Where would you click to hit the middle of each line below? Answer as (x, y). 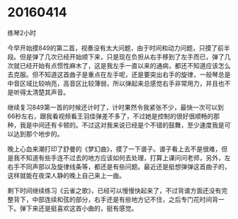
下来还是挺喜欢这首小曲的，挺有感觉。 (82, 208)
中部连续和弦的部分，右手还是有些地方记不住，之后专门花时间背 (125, 199)
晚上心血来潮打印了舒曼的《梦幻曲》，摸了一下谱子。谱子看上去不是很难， (114, 149)
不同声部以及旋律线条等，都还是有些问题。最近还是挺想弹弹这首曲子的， (125, 167)
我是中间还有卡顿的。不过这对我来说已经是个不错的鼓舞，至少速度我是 (122, 125)
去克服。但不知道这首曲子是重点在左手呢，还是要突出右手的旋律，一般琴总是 (119, 74)
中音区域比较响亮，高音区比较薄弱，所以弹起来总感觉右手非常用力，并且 (113, 83)
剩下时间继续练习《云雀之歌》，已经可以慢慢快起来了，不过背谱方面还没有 (114, 190)
